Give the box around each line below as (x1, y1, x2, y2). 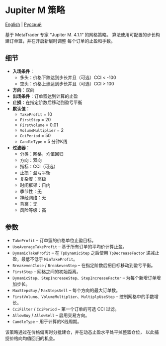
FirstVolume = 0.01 (19, 122, 59, 128)
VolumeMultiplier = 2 (19, 127, 64, 133)
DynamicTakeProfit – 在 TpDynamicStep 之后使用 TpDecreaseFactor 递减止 (12, 250, 160, 256)
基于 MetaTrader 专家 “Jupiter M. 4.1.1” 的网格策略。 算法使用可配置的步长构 (5, 31, 161, 37)
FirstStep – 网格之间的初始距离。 (12, 268, 81, 275)
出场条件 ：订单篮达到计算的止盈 (12, 93, 78, 99)
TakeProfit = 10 (19, 111, 52, 117)
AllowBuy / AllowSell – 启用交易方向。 (12, 312, 90, 318)
